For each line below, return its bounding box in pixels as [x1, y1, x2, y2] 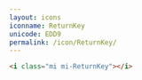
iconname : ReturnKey [9, 21, 86, 30]
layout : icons [9, 12, 62, 22]
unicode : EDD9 [9, 29, 62, 38]
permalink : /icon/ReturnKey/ [9, 37, 117, 47]
